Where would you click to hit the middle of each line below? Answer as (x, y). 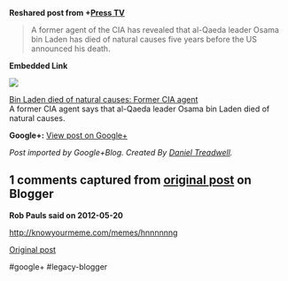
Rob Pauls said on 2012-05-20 (66, 215)
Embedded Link (39, 66)
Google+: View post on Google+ (69, 135)
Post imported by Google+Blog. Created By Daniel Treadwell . (121, 152)
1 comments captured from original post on (130, 180)
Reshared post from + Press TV (67, 13)
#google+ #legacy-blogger (58, 266)
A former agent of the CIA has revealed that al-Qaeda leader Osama (155, 30)
